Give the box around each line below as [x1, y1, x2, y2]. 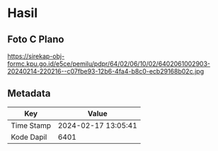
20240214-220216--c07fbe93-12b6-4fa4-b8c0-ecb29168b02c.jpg [7, 67, 204, 75]
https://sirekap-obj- [7, 52, 65, 60]
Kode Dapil [11, 132, 47, 142]
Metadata [7, 87, 51, 100]
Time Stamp [11, 121, 52, 130]
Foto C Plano [7, 33, 64, 45]
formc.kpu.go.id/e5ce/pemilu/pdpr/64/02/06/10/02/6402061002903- [7, 60, 211, 68]
